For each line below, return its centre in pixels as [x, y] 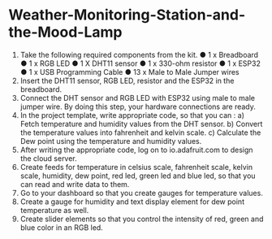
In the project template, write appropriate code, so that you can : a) [132, 115]
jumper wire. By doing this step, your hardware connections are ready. [138, 106]
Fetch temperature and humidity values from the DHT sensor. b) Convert [141, 124]
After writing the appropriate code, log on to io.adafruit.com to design [136, 150]
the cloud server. [48, 158]
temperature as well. [54, 210]
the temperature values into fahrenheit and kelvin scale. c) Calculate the [140, 133]
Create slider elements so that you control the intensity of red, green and [142, 219]
